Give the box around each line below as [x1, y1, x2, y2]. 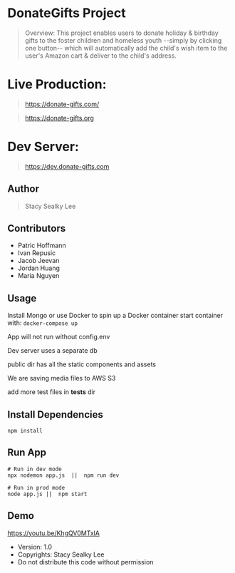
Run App [7, 447, 47, 459]
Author [7, 183, 39, 195]
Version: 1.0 [17, 542, 52, 551]
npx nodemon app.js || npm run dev [7, 472, 120, 479]
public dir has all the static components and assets [7, 360, 157, 368]
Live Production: [7, 76, 107, 93]
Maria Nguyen [17, 272, 60, 280]
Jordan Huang [17, 264, 61, 272]
